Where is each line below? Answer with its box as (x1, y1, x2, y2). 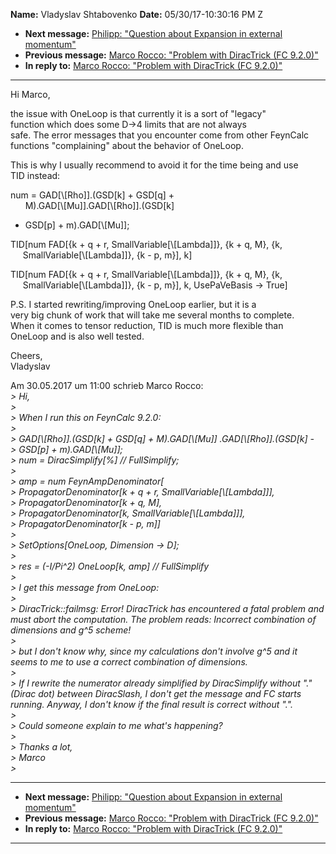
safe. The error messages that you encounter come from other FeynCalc (10, 129, 310, 141)
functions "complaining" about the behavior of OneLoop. (10, 140, 244, 151)
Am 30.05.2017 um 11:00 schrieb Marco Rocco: (10, 380, 204, 391)
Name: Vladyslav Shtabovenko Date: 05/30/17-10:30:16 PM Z (10, 9, 264, 20)
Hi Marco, (10, 89, 51, 100)
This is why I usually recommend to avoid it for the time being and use (10, 159, 299, 171)
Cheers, (10, 350, 43, 361)
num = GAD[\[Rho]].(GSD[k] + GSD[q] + (10, 189, 175, 201)
